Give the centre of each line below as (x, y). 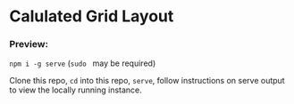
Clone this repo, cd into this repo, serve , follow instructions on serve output (147, 81)
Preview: (29, 44)
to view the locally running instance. (76, 90)
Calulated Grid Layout (92, 16)
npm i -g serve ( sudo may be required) (83, 63)
